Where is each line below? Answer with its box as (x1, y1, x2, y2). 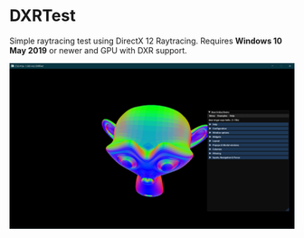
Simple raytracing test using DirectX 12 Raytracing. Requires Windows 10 (9, 35, 283, 46)
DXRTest (9, 5, 76, 26)
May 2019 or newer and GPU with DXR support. (9, 44, 187, 55)
